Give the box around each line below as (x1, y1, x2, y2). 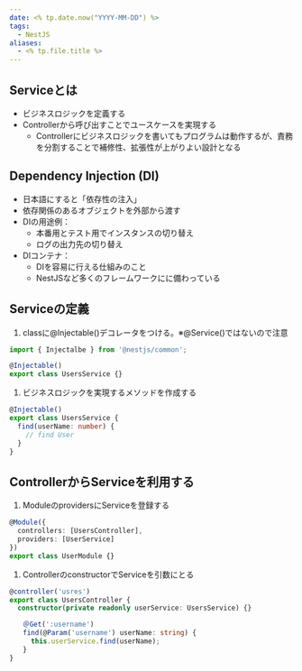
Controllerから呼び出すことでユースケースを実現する (22, 119, 217, 130)
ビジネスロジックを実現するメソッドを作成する (22, 387, 197, 398)
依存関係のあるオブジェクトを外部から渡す (22, 205, 181, 216)
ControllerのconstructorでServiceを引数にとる (22, 569, 195, 580)
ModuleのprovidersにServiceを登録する (22, 500, 169, 510)
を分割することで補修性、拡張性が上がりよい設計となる (35, 142, 242, 152)
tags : (9, 22, 30, 31)
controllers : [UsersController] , (17, 527, 143, 536)
